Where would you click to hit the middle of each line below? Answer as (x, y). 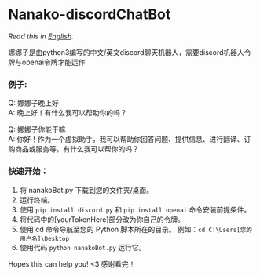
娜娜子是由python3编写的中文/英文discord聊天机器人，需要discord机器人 (126, 52)
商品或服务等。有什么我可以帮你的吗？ (77, 149)
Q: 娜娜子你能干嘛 (37, 129)
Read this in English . (41, 36)
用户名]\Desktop (44, 238)
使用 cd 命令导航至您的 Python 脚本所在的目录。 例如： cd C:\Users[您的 (136, 229)
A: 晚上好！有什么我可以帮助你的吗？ (68, 113)
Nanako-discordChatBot (90, 15)
